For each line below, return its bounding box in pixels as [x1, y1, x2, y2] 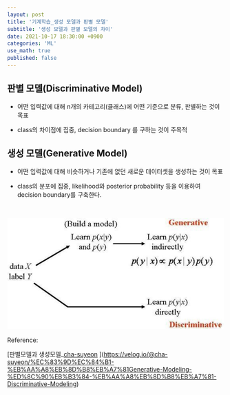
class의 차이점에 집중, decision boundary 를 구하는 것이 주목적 [17, 125, 188, 134]
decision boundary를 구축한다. [17, 190, 102, 199]
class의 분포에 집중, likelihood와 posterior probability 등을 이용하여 [17, 182, 201, 190]
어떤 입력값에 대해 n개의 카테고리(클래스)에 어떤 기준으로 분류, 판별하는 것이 [17, 102, 220, 110]
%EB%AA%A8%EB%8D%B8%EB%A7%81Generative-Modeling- [7, 365, 193, 373]
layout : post [7, 11, 45, 18]
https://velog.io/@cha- [103, 350, 168, 358]
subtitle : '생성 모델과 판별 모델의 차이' [7, 25, 114, 32]
